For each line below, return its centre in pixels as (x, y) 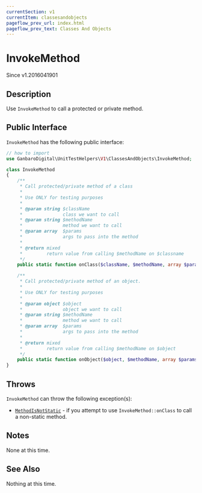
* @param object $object (51, 304)
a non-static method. (41, 417)
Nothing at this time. (31, 483)
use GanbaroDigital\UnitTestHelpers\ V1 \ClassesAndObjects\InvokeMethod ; (99, 159)
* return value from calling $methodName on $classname (102, 254)
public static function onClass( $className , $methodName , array (99, 265)
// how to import (28, 153)
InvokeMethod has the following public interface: (65, 142)
